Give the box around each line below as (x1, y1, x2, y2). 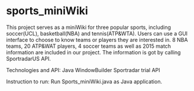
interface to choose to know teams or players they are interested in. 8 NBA (6, 36, 188, 43)
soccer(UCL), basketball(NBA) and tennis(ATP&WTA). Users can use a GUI (6, 30, 188, 37)
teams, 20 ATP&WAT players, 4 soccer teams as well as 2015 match (6, 43, 172, 50)
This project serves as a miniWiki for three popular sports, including (6, 24, 172, 31)
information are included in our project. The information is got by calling (6, 48, 181, 56)
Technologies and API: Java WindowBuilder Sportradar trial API (6, 66, 161, 73)
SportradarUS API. (6, 55, 51, 62)
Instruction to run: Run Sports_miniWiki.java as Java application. (6, 78, 163, 85)
